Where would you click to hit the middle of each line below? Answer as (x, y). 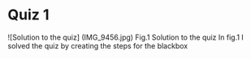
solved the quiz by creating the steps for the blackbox (98, 45)
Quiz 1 (28, 15)
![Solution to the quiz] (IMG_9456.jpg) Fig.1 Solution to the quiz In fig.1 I (126, 37)
